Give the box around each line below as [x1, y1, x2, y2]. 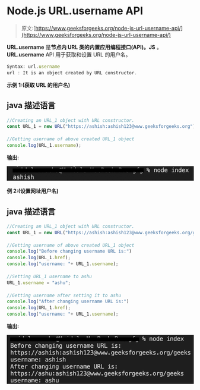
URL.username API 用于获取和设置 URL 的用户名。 [7, 51, 131, 58]
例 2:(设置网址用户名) [7, 187, 59, 194]
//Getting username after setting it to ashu [7, 292, 121, 298]
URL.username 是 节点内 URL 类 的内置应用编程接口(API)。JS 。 [7, 43, 162, 51]
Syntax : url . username [7, 64, 61, 70]
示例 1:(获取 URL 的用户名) [7, 81, 71, 89]
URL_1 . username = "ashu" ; [7, 279, 71, 286]
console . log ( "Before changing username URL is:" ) [7, 249, 132, 254]
